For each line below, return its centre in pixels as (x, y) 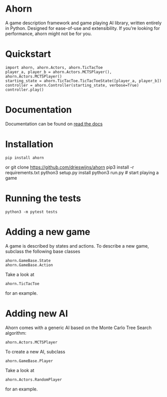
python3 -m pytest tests (31, 212)
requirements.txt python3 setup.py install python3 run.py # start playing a (82, 172)
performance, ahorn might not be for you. (49, 33)
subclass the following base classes (43, 251)
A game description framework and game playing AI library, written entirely (83, 23)
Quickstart (28, 54)
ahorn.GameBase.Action (29, 265)
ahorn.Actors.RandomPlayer (34, 380)
